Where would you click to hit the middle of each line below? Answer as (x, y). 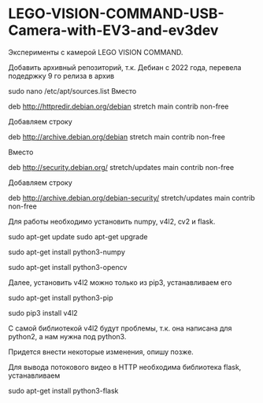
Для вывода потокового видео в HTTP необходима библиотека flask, (125, 367)
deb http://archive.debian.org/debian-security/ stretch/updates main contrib (131, 198)
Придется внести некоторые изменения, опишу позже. (101, 352)
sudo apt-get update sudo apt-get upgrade (78, 236)
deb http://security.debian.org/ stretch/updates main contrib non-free (121, 167)
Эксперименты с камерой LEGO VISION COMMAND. (96, 52)
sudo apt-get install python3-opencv (68, 267)
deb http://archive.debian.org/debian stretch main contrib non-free (117, 137)
